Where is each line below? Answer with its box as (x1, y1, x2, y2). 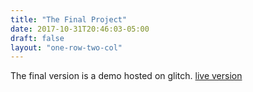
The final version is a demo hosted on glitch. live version (10, 70, 243, 82)
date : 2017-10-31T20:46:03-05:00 (10, 24, 150, 34)
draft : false (10, 33, 65, 43)
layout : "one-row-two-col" (10, 42, 123, 53)
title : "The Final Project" (10, 14, 128, 25)
